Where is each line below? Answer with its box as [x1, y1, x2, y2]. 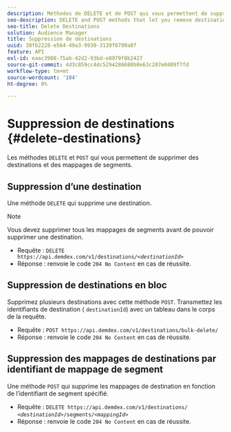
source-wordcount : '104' [7, 74, 78, 81]
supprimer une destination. [7, 233, 84, 241]
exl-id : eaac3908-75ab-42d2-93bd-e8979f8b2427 [7, 55, 143, 62]
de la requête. [7, 312, 47, 321]
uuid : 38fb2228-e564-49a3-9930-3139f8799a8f [7, 42, 137, 49]
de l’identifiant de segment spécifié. [7, 389, 109, 398]
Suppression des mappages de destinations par [7, 353, 217, 365]
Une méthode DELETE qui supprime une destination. [7, 199, 152, 207]
